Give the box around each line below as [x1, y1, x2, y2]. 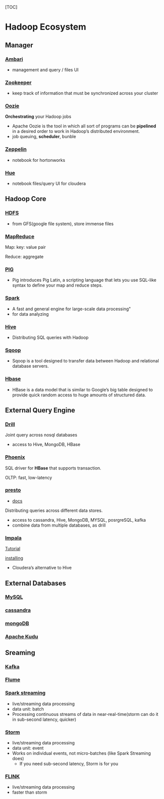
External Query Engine [5, 406, 75, 414]
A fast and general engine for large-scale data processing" [12, 306, 131, 312]
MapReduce [5, 233, 35, 240]
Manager [5, 41, 33, 49]
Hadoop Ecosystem [5, 22, 87, 32]
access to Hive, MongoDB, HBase [12, 442, 81, 447]
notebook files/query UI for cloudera [12, 180, 86, 186]
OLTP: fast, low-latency [5, 474, 52, 480]
